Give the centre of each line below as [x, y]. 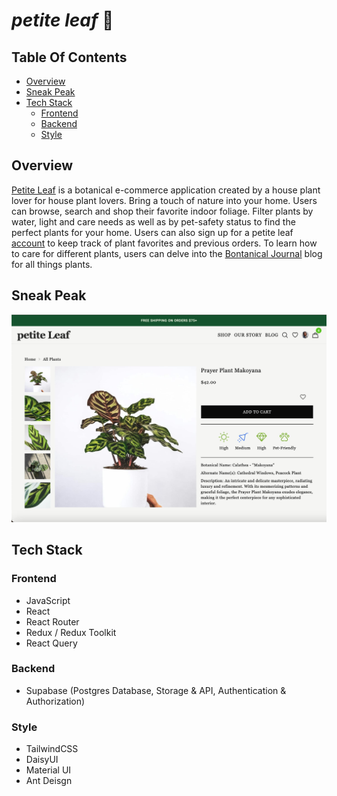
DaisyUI [42, 760]
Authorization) [55, 701]
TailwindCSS [52, 749]
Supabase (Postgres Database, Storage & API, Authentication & [156, 690]
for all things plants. [52, 264]
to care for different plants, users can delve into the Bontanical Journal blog [167, 253]
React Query [51, 643]
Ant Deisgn [49, 781]
